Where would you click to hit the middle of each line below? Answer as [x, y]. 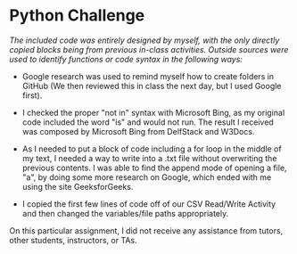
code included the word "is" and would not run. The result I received [148, 122]
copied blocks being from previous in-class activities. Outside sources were [149, 49]
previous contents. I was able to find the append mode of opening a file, [154, 168]
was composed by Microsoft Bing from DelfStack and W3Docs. [138, 131]
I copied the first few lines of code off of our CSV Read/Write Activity [149, 204]
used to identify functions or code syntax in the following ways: [126, 59]
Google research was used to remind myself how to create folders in [148, 76]
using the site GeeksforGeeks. [78, 186]
